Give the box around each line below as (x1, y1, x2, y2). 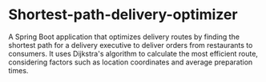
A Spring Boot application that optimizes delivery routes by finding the (8, 32, 240, 41)
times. (8, 65, 29, 75)
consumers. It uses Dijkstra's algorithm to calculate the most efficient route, (8, 49, 259, 58)
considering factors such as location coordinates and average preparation (8, 57, 253, 67)
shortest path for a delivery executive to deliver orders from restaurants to (8, 40, 253, 49)
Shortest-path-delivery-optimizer (8, 6, 238, 24)
